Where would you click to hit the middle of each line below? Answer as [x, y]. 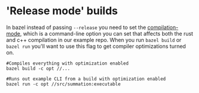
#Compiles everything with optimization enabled [67, 63]
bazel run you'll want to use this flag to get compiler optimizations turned [96, 46]
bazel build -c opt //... [38, 68]
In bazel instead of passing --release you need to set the [76, 27]
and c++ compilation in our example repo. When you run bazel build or [94, 40]
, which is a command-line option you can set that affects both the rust [107, 33]
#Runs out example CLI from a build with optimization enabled [86, 79]
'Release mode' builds [62, 11]
